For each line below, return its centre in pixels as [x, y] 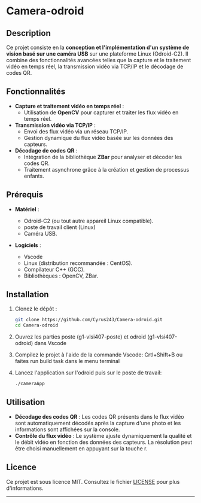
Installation [28, 295]
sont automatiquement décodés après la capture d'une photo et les [98, 423]
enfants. [34, 176]
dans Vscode [51, 343]
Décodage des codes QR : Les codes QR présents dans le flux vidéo [99, 416]
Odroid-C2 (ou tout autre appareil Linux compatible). [89, 221]
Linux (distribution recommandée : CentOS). [78, 263]
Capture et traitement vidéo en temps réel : [69, 106]
